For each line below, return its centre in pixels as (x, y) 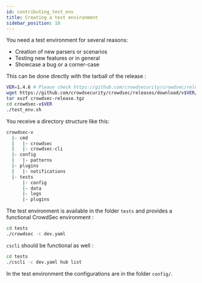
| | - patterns (32, 160)
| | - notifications (39, 171)
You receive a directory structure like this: (58, 121)
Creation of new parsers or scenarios (61, 52)
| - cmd (20, 138)
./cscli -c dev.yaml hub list (44, 262)
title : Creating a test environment (52, 17)
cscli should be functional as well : (50, 245)
